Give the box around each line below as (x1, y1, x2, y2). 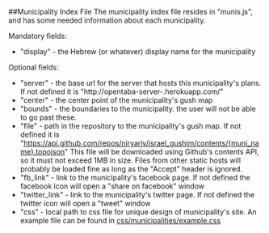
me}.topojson (19, 147, 65, 156)
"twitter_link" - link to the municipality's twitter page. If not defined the (19, 190, 255, 199)
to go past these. (19, 112, 77, 122)
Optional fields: (8, 62, 59, 72)
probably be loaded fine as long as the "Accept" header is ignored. (19, 164, 243, 173)
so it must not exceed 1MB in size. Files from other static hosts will (19, 155, 241, 165)
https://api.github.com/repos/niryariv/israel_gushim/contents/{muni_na (23, 138, 260, 148)
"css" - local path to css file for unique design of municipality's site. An (19, 207, 257, 217)
